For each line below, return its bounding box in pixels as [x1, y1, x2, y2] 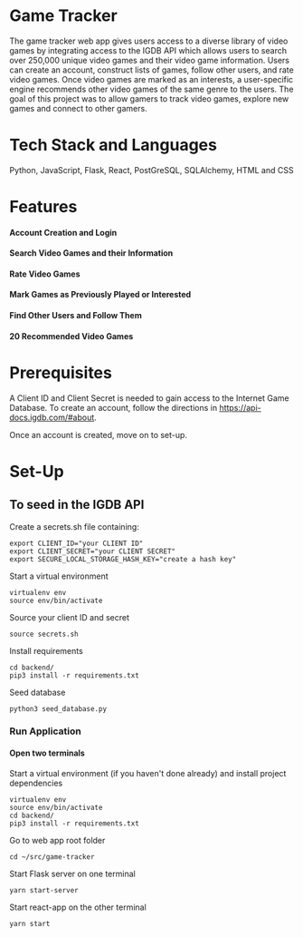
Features [9, 197, 78, 218]
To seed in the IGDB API [9, 497, 145, 512]
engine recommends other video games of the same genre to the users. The [9, 83, 294, 94]
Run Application [9, 725, 81, 737]
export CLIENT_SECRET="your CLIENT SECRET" [9, 546, 176, 556]
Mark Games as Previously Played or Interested [9, 289, 192, 300]
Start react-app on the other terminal [9, 902, 147, 913]
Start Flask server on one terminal [9, 868, 136, 879]
